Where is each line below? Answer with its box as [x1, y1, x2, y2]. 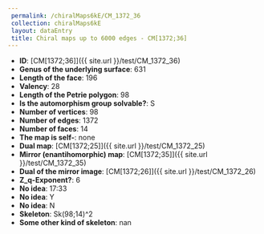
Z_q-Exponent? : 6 [18, 175, 81, 185]
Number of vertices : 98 [18, 107, 99, 117]
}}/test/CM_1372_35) [18, 158, 87, 168]
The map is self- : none [18, 133, 95, 143]
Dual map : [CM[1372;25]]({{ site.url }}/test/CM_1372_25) [18, 141, 205, 151]
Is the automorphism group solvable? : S [18, 99, 156, 108]
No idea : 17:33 [18, 184, 67, 193]
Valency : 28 [18, 82, 60, 91]
